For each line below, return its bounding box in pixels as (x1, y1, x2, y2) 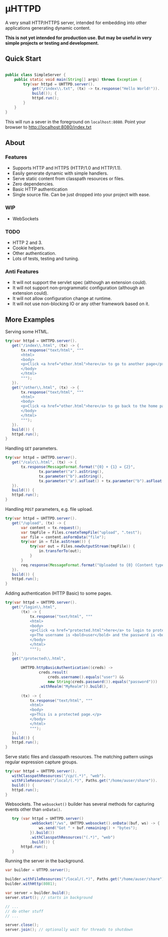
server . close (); (5, 922, 39, 927)
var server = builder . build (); (5, 890, 70, 896)
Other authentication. (12, 250, 56, 256)
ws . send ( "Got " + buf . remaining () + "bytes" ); (38, 826, 137, 831)
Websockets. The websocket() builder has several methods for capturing (5, 801, 154, 807)
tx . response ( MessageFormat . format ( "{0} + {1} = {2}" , (20, 465, 135, 470)
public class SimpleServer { (5, 72, 66, 77)
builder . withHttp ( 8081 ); (5, 881, 57, 886)
